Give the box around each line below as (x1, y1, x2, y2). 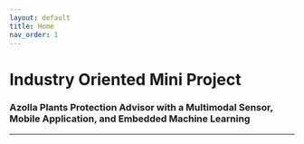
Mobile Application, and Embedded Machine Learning (9, 112, 251, 125)
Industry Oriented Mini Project (9, 69, 242, 90)
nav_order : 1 (9, 30, 59, 39)
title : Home (9, 22, 54, 31)
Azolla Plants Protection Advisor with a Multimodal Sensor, (9, 101, 273, 114)
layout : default (9, 13, 71, 23)
